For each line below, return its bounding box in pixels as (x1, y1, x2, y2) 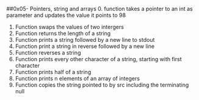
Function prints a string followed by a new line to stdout (15, 36, 155, 43)
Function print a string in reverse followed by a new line (15, 42, 154, 50)
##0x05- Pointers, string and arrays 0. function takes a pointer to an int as (6, 5, 194, 12)
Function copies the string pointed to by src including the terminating (15, 81, 189, 88)
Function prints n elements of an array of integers (15, 75, 140, 82)
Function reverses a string (15, 49, 81, 56)
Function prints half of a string (15, 68, 92, 75)
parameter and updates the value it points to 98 (6, 12, 126, 19)
